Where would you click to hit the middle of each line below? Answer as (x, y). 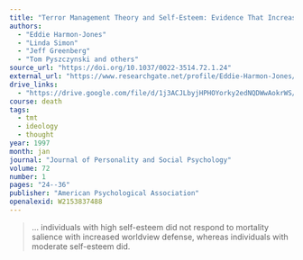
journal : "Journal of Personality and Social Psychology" (120, 160)
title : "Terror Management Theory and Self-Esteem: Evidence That (137, 18)
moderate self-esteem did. (81, 246)
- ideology (38, 127)
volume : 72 (30, 168)
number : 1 (28, 176)
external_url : (36, 76)
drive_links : (34, 85)
